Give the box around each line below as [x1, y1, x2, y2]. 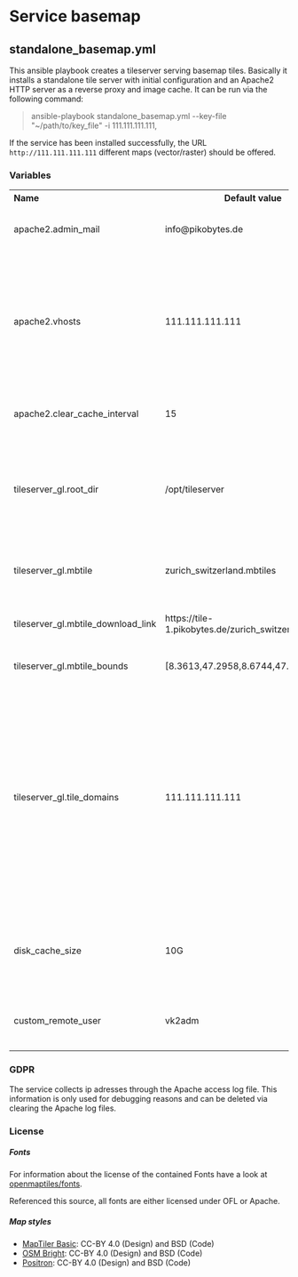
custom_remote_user [13, 1015, 102, 1027]
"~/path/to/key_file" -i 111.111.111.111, [30, 120, 158, 131]
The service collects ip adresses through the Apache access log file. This [9, 1083, 278, 1095]
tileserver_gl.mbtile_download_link [13, 618, 157, 630]
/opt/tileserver [164, 483, 224, 495]
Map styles [9, 1217, 51, 1227]
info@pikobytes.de [164, 223, 244, 236]
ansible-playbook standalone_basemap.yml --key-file [30, 111, 227, 121]
